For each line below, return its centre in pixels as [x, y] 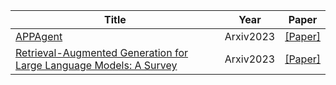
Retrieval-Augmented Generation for [102, 52]
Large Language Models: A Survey [96, 65]
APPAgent [39, 36]
